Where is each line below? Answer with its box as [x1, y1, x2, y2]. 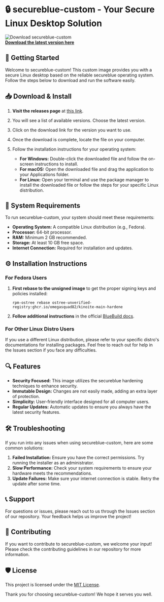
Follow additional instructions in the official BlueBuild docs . [12, 313, 134, 319]
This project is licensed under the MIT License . [5, 582, 100, 588]
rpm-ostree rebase [12, 300, 50, 305]
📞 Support [5, 495, 35, 504]
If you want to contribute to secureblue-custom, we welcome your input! [5, 541, 152, 547]
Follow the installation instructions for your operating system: [12, 146, 136, 152]
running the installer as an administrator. [12, 460, 95, 466]
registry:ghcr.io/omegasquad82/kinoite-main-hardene [12, 305, 123, 310]
